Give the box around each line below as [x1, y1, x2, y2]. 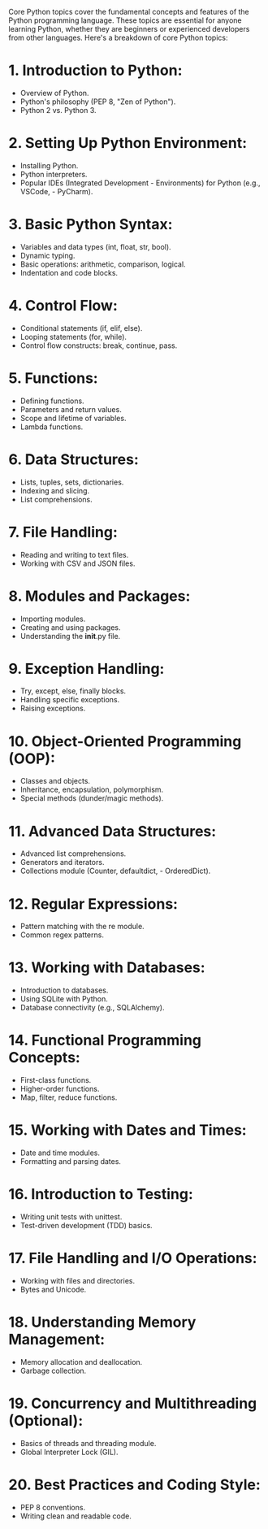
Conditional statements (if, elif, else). [19, 323, 143, 332]
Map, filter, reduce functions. [19, 1092, 118, 1102]
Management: [8, 1331, 106, 1349]
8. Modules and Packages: [8, 587, 191, 605]
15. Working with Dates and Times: [8, 1121, 247, 1140]
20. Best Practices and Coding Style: [8, 1475, 262, 1494]
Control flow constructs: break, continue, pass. [19, 341, 178, 350]
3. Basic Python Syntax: [8, 215, 173, 234]
